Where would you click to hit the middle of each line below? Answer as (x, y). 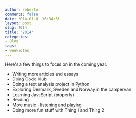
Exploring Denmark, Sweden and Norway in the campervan (72, 89)
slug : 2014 (16, 28)
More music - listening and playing (47, 105)
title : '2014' (19, 32)
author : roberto (21, 10)
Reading (20, 99)
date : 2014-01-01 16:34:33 (32, 19)
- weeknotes (17, 50)
